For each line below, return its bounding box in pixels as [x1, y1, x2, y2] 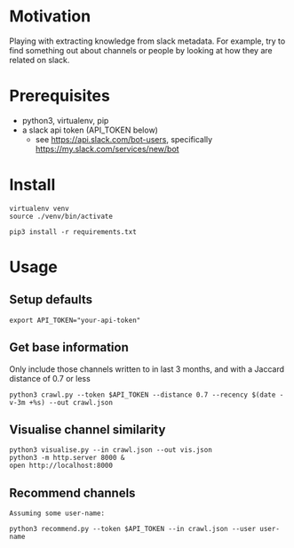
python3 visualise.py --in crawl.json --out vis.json [9, 446, 213, 455]
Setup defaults [9, 292, 93, 308]
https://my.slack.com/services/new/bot [35, 143, 179, 154]
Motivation [9, 6, 91, 27]
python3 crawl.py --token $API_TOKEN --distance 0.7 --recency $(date [9, 390, 276, 399]
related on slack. [9, 54, 70, 65]
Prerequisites [9, 86, 111, 106]
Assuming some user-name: [9, 509, 105, 518]
